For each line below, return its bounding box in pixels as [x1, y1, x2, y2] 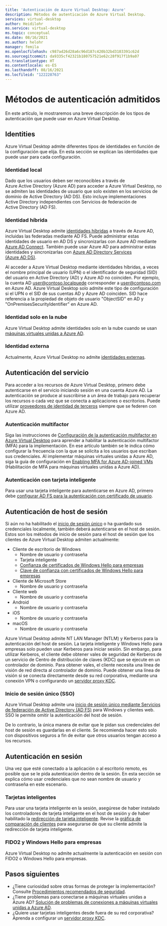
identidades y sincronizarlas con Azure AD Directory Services [5, 249, 132, 255]
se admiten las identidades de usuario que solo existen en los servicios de [5, 188, 158, 194]
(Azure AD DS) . [5, 254, 36, 260]
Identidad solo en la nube [5, 314, 67, 321]
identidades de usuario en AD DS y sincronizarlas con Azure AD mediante [5, 238, 157, 244]
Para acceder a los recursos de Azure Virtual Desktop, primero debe [5, 382, 146, 388]
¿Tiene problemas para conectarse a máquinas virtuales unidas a [12, 894, 146, 900]
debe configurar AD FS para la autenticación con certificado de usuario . [5, 493, 153, 499]
